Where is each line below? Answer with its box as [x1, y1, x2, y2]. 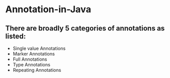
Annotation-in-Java [5, 4, 91, 15]
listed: [5, 32, 26, 40]
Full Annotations [12, 56, 47, 62]
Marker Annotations [12, 51, 55, 57]
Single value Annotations [12, 45, 66, 51]
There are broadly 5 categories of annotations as [5, 24, 165, 33]
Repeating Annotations [12, 67, 62, 73]
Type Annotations [12, 62, 50, 67]
